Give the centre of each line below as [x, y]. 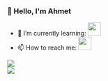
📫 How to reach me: [47, 47]
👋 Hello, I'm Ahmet [39, 11]
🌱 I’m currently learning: [52, 34]
